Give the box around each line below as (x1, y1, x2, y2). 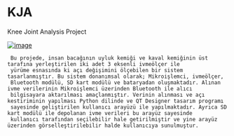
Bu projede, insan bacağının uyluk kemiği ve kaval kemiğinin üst (10, 54, 209, 62)
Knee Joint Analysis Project (7, 27, 87, 36)
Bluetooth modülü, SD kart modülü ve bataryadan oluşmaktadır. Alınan (10, 79, 221, 86)
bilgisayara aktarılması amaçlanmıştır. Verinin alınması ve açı (10, 91, 205, 98)
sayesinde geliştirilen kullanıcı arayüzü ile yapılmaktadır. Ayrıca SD (10, 103, 228, 111)
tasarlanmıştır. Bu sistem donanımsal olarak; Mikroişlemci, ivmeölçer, (7, 73, 224, 80)
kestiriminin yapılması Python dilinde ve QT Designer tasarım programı (7, 97, 224, 104)
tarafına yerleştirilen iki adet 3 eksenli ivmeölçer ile (7, 60, 180, 67)
